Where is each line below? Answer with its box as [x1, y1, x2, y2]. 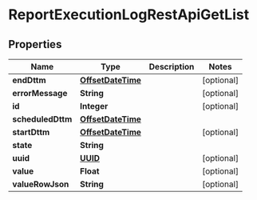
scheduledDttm [12, 114, 73, 125]
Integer [79, 101, 109, 111]
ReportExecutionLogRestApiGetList [8, 6, 250, 24]
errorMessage [12, 88, 68, 98]
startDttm [12, 126, 50, 138]
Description [148, 62, 195, 72]
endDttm [12, 74, 46, 86]
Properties [8, 38, 62, 51]
